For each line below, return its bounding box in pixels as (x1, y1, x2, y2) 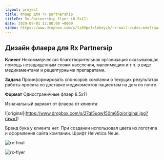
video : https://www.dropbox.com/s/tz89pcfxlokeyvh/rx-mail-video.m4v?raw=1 (5, 26, 163, 30)
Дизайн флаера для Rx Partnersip (5, 44, 113, 52)
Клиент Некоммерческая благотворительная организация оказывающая (5, 56, 159, 62)
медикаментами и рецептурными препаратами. (5, 67, 106, 73)
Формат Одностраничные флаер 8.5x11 (5, 91, 87, 97)
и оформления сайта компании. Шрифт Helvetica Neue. (5, 130, 120, 136)
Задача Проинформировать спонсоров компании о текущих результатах (5, 77, 159, 82)
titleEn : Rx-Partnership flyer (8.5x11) (5, 16, 89, 21)
